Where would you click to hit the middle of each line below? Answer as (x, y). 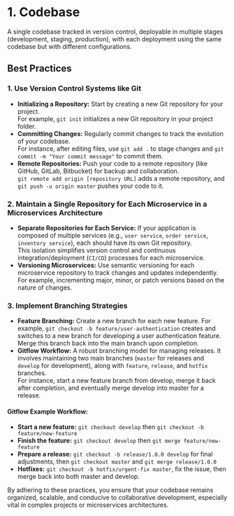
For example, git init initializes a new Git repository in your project (115, 118)
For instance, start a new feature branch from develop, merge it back (117, 381)
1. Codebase (44, 12)
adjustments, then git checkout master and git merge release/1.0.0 (117, 462)
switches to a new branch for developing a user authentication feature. (119, 336)
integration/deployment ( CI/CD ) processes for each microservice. (111, 257)
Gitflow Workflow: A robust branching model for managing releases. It (119, 351)
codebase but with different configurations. (70, 46)
